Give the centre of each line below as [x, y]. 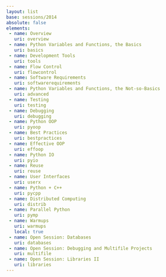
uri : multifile [33, 254]
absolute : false [26, 22]
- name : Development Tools [42, 56]
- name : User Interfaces [39, 177]
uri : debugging [33, 116]
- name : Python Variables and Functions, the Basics [75, 45]
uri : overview [31, 39]
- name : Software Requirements [47, 78]
